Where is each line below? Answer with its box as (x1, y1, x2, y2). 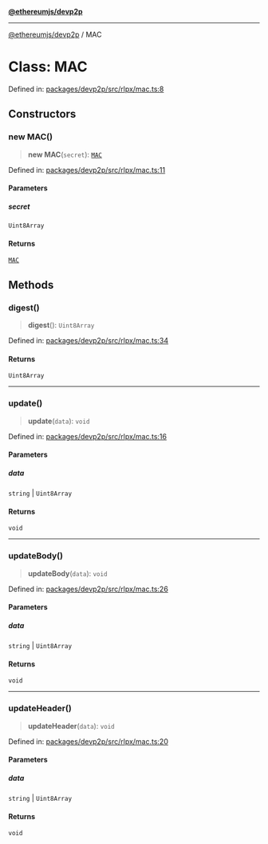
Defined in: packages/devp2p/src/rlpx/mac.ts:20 (8, 736, 169, 746)
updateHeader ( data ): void (27, 721, 116, 730)
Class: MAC (8, 58, 88, 76)
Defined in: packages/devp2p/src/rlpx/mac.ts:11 (8, 165, 166, 174)
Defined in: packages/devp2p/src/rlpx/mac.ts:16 (8, 431, 167, 441)
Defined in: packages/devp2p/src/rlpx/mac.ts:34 (8, 336, 169, 346)
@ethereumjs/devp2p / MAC (8, 30, 102, 39)
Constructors (8, 107, 77, 121)
